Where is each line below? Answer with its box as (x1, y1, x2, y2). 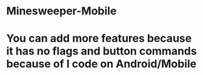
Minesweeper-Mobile (6, 4, 117, 18)
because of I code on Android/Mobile (6, 57, 197, 71)
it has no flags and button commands (6, 44, 197, 58)
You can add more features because (6, 32, 192, 46)
